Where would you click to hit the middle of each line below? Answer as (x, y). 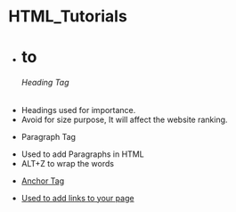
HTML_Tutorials (68, 16)
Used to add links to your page (77, 198)
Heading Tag (45, 82)
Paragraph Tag (49, 136)
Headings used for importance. (78, 110)
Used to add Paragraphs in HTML (82, 154)
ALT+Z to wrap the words (68, 163)
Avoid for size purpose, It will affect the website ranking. (124, 119)
